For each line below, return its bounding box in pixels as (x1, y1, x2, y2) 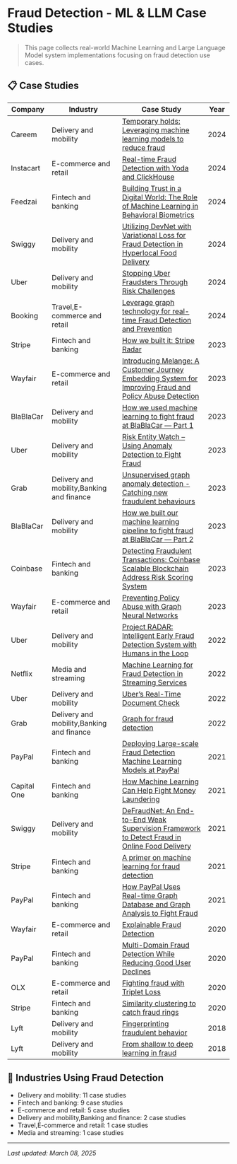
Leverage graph (122, 297, 175, 307)
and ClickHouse (122, 172, 175, 182)
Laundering (122, 794, 160, 804)
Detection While (122, 949, 175, 959)
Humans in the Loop (122, 648, 189, 658)
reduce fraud (122, 143, 166, 153)
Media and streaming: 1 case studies (17, 1128, 124, 1136)
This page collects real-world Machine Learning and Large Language (24, 43, 226, 52)
